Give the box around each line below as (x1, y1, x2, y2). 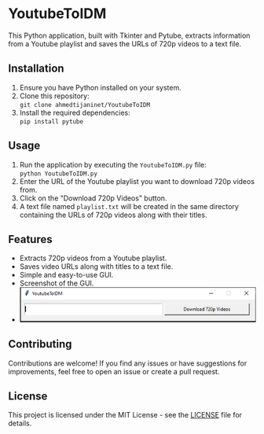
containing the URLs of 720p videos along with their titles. (19, 210, 207, 219)
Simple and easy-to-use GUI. (19, 270, 114, 280)
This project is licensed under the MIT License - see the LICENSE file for (8, 410, 242, 420)
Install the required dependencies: (19, 108, 131, 117)
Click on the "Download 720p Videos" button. (19, 193, 167, 203)
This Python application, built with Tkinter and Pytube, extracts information (8, 31, 251, 40)
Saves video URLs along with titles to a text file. (19, 262, 174, 271)
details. (8, 418, 32, 428)
